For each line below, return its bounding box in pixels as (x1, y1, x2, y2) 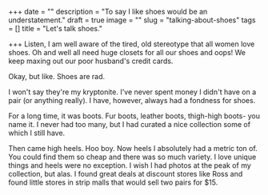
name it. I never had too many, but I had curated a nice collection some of (8, 120, 250, 129)
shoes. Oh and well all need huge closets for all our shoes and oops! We (8, 48, 246, 57)
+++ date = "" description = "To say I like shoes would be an (8, 7, 208, 16)
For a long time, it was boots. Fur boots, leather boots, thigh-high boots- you (8, 111, 261, 121)
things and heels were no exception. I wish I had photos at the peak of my (8, 161, 252, 170)
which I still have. (8, 128, 66, 137)
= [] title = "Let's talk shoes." (8, 24, 102, 33)
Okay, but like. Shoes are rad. (8, 72, 106, 81)
